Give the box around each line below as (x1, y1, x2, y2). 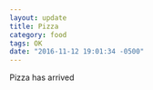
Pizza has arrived (9, 72, 75, 83)
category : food (9, 30, 67, 39)
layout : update (9, 13, 67, 23)
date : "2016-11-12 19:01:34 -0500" (9, 47, 145, 56)
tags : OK (9, 38, 43, 48)
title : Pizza (9, 22, 59, 31)
